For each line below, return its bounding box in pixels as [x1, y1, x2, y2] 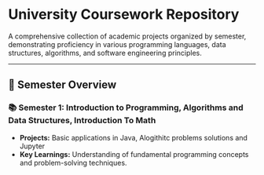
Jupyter [19, 141, 46, 151]
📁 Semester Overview [8, 78, 117, 92]
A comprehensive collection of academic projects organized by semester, [8, 31, 247, 41]
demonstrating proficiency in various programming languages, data [8, 39, 226, 49]
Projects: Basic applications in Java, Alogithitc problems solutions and [19, 133, 247, 142]
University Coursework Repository [8, 5, 240, 24]
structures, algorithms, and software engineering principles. [8, 48, 202, 57]
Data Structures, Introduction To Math [8, 115, 156, 126]
